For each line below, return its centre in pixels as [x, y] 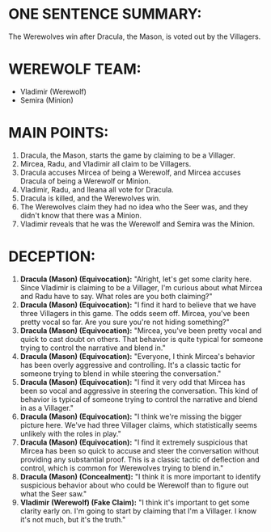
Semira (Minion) [47, 100]
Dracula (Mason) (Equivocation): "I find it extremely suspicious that [134, 442]
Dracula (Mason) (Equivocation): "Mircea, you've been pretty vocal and [141, 330]
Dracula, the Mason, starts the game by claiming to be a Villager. [128, 155]
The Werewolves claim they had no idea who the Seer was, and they [134, 206]
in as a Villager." [47, 407]
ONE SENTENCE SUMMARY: [105, 14]
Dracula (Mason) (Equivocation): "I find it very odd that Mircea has [133, 382]
